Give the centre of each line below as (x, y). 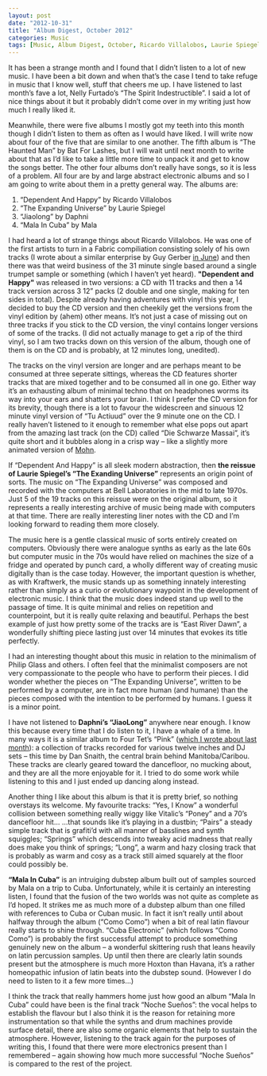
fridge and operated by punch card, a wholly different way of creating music (133, 565)
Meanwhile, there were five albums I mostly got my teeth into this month (126, 125)
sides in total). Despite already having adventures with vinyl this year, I (123, 299)
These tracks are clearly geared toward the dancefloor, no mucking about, (130, 765)
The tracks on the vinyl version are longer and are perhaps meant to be (125, 365)
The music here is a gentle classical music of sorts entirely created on (123, 540)
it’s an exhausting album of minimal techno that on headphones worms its (128, 391)
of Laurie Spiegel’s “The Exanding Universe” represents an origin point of (131, 474)
